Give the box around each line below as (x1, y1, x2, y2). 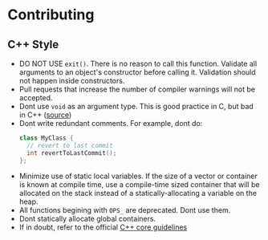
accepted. (18, 93, 53, 102)
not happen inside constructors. (18, 76, 125, 85)
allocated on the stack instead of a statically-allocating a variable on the (18, 188, 258, 197)
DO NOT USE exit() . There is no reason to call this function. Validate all (18, 59, 258, 68)
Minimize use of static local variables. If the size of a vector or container (18, 171, 258, 181)
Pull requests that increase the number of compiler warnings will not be (18, 84, 256, 94)
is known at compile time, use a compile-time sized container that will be (18, 179, 260, 189)
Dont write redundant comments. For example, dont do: (18, 119, 203, 128)
